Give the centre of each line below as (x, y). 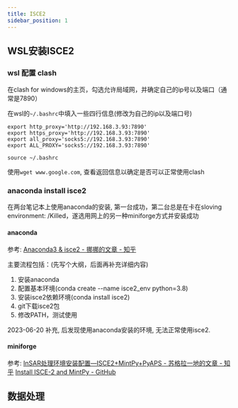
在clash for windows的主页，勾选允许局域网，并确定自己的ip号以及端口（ (114, 90)
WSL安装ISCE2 (41, 51)
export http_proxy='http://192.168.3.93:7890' (77, 127)
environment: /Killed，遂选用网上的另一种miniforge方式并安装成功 (103, 216)
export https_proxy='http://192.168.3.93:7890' (79, 133)
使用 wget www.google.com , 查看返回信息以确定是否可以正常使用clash (106, 172)
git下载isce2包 (39, 306)
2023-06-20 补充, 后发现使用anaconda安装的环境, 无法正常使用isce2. (109, 329)
